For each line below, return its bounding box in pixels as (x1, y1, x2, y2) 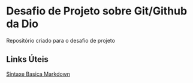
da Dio (6, 17, 39, 31)
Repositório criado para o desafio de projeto (6, 37, 116, 44)
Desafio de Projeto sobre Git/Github (6, 4, 188, 18)
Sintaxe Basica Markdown (6, 70, 71, 78)
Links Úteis (6, 54, 49, 64)
